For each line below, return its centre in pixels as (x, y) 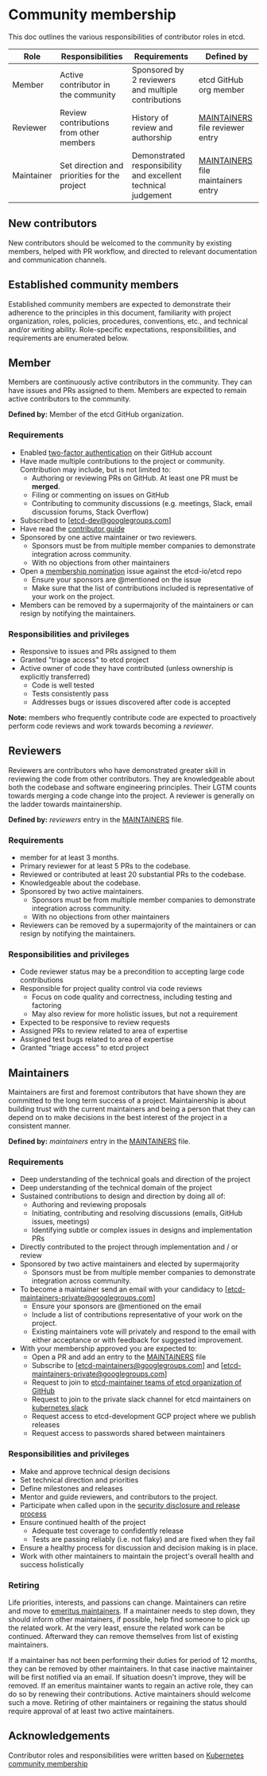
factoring (46, 1006)
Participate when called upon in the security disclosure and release (130, 1505)
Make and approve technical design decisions (95, 1471)
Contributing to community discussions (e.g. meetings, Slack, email (142, 503)
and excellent (157, 175)
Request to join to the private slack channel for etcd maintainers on (141, 1399)
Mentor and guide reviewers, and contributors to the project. (119, 1496)
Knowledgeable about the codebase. (80, 883)
